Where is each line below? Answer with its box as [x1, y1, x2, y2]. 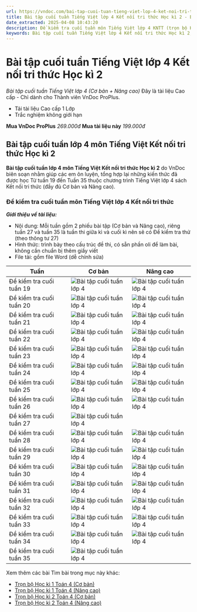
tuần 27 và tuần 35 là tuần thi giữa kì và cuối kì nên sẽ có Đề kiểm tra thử [14, 229, 191, 236]
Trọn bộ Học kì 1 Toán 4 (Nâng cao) [14, 587, 101, 594]
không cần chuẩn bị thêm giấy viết [14, 247, 98, 254]
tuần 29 [9, 453, 31, 461]
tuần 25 [9, 386, 31, 394]
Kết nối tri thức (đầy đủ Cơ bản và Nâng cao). [6, 183, 116, 190]
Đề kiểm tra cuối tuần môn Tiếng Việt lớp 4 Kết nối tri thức [6, 198, 174, 206]
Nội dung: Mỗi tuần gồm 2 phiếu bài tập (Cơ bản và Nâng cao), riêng [14, 222, 181, 229]
